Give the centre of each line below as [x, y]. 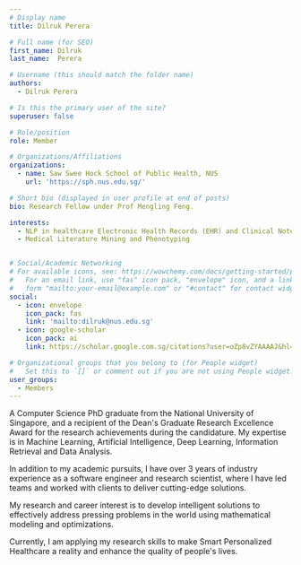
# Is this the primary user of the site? [88, 108]
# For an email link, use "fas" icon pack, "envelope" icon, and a [142, 280]
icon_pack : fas [54, 313]
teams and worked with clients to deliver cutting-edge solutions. [128, 488]
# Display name [38, 17]
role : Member [34, 141]
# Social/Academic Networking [66, 264]
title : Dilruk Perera [50, 26]
